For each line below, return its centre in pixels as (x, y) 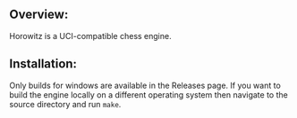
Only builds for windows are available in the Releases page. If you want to (145, 85)
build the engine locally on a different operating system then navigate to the (148, 94)
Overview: (39, 15)
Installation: (43, 64)
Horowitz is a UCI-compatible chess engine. (90, 35)
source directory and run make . (65, 104)
